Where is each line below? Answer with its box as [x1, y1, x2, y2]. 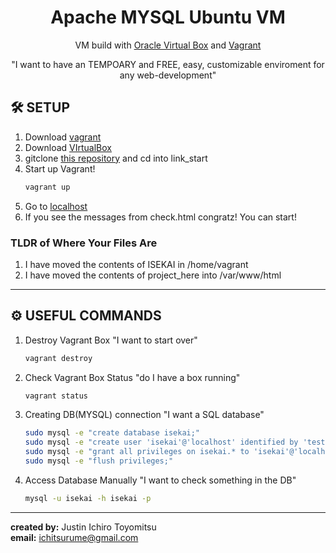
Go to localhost [24, 200, 88, 212]
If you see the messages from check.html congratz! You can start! [24, 211, 297, 223]
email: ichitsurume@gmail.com [10, 531, 139, 543]
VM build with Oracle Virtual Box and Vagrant [74, 39, 262, 51]
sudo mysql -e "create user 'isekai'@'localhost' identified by [24, 437, 299, 448]
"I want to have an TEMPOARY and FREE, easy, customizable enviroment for [11, 58, 325, 70]
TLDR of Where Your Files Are [10, 236, 158, 250]
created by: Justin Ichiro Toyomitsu [10, 521, 157, 533]
